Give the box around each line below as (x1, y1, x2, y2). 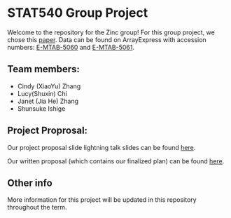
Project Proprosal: (7, 125, 88, 137)
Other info (7, 177, 52, 189)
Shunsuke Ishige (17, 104, 66, 113)
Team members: (7, 63, 80, 75)
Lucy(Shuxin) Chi (17, 89, 68, 97)
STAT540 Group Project (7, 5, 148, 21)
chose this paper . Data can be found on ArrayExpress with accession (7, 35, 206, 43)
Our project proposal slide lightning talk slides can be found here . (7, 143, 196, 151)
